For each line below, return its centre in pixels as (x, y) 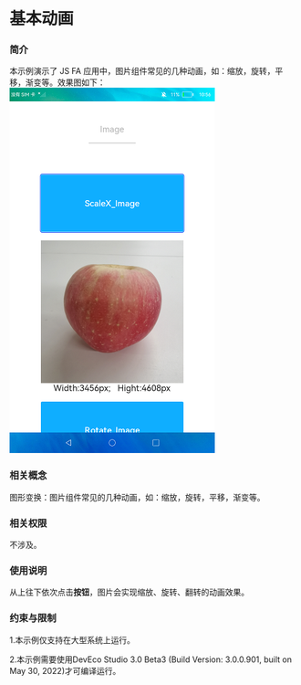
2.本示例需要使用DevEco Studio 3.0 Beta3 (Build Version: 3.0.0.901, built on (150, 659)
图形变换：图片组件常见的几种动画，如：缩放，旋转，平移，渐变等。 (137, 497)
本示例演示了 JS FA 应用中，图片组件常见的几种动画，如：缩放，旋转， (142, 71)
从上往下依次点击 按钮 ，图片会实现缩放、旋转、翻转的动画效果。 (129, 592)
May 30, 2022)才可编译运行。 (65, 670)
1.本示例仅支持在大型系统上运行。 (72, 639)
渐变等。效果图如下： (65, 82)
